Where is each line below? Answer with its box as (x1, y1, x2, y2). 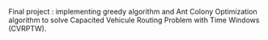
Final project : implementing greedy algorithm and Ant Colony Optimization (8, 7, 257, 16)
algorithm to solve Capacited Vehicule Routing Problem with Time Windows (8, 15, 260, 25)
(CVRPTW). (8, 24, 47, 33)
